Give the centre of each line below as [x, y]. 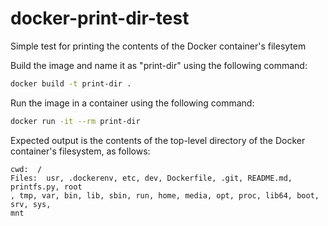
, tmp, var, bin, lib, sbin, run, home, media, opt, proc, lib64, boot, [165, 195]
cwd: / [26, 169]
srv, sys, [31, 204]
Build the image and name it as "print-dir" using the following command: [159, 65]
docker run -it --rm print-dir [75, 121]
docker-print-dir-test [100, 18]
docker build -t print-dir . [71, 83]
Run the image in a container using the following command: [132, 103]
